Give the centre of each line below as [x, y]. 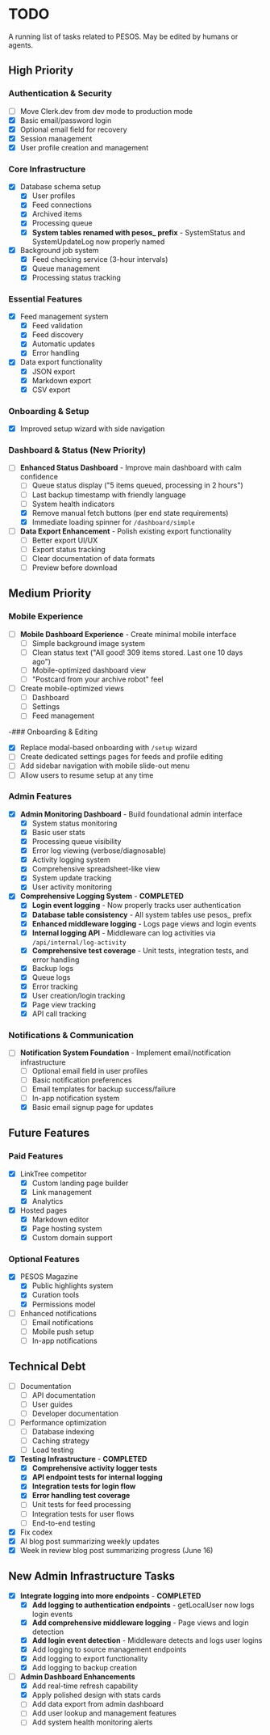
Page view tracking [64, 1005]
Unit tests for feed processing [81, 1505]
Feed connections [62, 205]
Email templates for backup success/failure [104, 1089]
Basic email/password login [66, 120]
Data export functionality [61, 362]
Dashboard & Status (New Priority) [77, 450]
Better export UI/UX [65, 540]
